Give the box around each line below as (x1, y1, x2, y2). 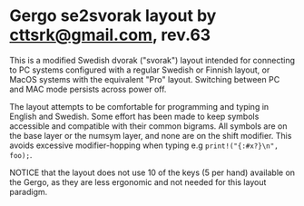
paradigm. (9, 186, 48, 197)
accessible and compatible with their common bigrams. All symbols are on (9, 120, 288, 132)
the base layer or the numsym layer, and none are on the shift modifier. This (9, 130, 292, 141)
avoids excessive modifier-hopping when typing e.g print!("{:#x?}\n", (9, 140, 279, 151)
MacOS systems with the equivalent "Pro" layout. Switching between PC (9, 74, 280, 84)
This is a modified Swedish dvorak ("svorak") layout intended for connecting (9, 54, 296, 65)
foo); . (9, 149, 33, 160)
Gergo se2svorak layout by (9, 5, 217, 26)
